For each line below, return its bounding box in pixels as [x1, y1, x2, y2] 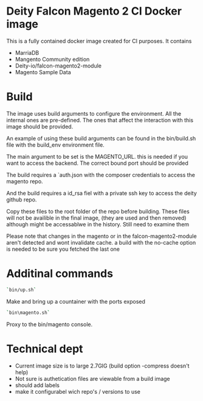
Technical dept [6, 342, 83, 355]
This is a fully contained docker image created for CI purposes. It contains [6, 37, 192, 44]
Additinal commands [6, 267, 114, 281]
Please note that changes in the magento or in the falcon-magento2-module [6, 232, 197, 240]
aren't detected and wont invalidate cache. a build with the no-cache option [6, 239, 196, 246]
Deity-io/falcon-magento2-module [15, 62, 102, 69]
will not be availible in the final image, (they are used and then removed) [6, 214, 187, 221]
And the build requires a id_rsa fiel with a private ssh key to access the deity [6, 189, 198, 197]
